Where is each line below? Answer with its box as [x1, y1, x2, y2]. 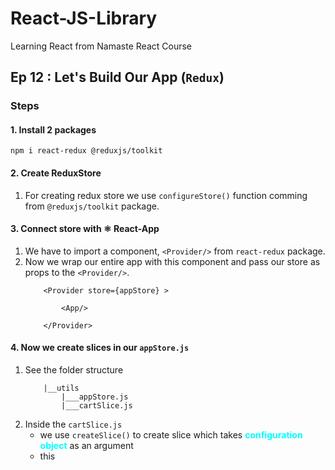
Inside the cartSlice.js [24, 418, 123, 431]
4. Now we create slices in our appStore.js [10, 342, 190, 354]
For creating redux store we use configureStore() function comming [24, 189, 308, 201]
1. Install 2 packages [10, 123, 97, 136]
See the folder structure [24, 364, 124, 376]
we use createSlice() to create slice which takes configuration [39, 429, 303, 441]
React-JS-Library [10, 7, 158, 30]
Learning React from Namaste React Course [10, 40, 192, 52]
